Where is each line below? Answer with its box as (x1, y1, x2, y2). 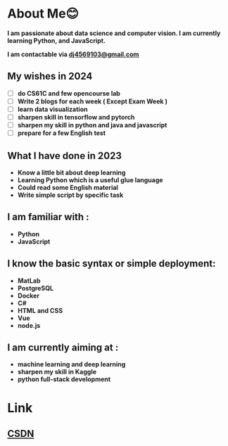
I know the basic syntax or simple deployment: (7, 257, 216, 269)
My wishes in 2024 (7, 70, 93, 82)
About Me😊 (7, 6, 79, 22)
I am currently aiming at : (7, 341, 119, 353)
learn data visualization (17, 105, 88, 113)
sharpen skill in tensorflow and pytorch (17, 113, 135, 121)
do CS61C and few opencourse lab (17, 89, 121, 97)
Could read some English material (17, 183, 118, 191)
